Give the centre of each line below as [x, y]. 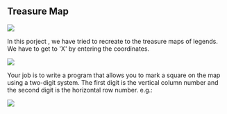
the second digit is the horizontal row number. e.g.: [80, 90]
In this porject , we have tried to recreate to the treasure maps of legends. [113, 41]
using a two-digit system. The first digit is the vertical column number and [113, 82]
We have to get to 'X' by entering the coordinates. [78, 49]
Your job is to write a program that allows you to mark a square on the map [114, 75]
